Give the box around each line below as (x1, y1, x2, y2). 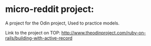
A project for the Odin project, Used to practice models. (5, 20, 120, 26)
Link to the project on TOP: (5, 29, 60, 35)
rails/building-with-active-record (5, 35, 72, 41)
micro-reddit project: (5, 3, 94, 15)
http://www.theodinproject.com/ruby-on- (61, 29, 146, 35)
